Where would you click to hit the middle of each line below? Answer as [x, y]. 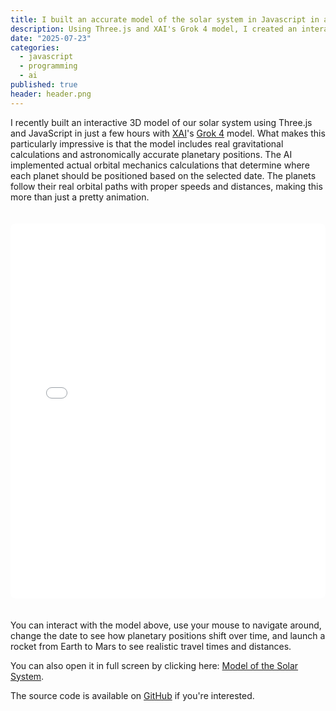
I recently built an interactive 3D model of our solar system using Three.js [161, 122]
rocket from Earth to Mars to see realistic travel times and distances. [151, 646]
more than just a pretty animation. [80, 197]
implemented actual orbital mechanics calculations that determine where [160, 165]
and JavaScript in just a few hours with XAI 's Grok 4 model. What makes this [168, 133]
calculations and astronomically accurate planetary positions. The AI [151, 154]
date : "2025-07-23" [51, 38]
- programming [48, 66]
